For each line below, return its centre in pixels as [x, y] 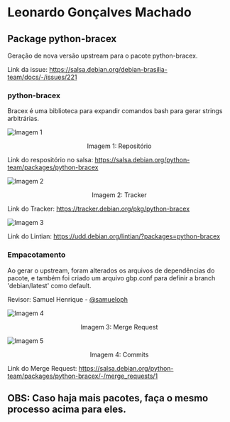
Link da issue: [28, 69]
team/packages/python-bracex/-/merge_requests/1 [83, 376]
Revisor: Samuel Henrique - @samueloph [67, 299]
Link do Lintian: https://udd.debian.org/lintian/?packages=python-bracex [114, 236]
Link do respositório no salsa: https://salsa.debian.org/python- [99, 160]
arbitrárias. [23, 119]
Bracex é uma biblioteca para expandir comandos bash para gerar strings [115, 111]
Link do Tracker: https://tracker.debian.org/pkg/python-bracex [99, 209]
